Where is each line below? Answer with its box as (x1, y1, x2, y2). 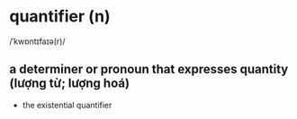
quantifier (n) (9, 6, 111, 27)
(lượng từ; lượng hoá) (9, 76, 130, 91)
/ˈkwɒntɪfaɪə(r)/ (9, 36, 66, 47)
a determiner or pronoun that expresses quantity (9, 62, 289, 77)
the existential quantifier (22, 99, 112, 110)
